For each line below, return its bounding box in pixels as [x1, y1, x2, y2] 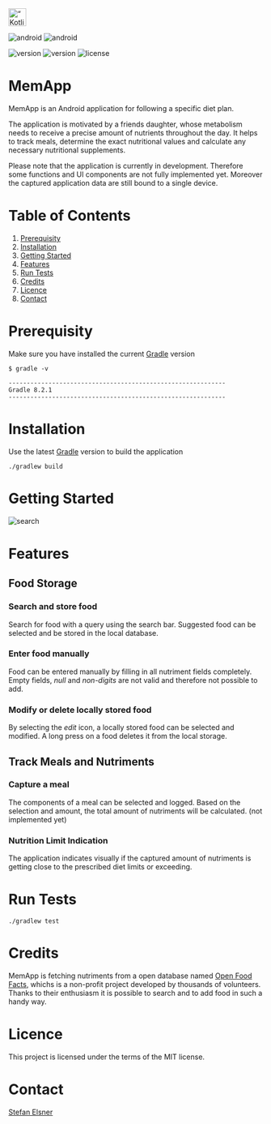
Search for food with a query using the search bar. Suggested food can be [8, 620, 256, 629]
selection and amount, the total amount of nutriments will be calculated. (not [8, 806, 263, 816]
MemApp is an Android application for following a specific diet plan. [8, 103, 235, 113]
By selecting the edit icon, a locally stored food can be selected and [8, 723, 235, 732]
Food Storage [8, 577, 78, 590]
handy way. [8, 997, 47, 1006]
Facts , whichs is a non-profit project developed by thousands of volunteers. [8, 980, 261, 989]
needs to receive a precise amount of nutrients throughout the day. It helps [8, 127, 258, 137]
